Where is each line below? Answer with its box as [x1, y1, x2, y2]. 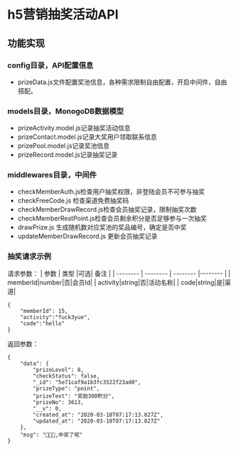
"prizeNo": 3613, [33, 398, 84, 406]
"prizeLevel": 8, [33, 366, 84, 373]
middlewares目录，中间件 [7, 170, 97, 180]
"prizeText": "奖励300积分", [33, 393, 115, 400]
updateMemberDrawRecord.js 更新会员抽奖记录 [17, 232, 158, 241]
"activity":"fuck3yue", [20, 313, 91, 321]
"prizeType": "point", [33, 385, 100, 392]
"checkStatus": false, [33, 372, 100, 380]
